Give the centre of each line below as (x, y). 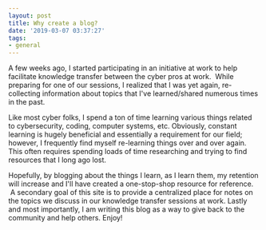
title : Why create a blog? (53, 23)
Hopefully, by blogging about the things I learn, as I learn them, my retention (133, 176)
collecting (25, 93)
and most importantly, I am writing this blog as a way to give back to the (127, 209)
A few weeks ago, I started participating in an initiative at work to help (123, 68)
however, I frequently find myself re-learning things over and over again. (127, 143)
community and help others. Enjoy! (66, 218)
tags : (17, 38)
